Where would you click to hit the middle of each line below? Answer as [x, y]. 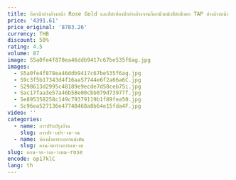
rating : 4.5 [25, 47]
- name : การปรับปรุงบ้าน [42, 126]
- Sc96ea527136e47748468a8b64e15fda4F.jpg [77, 106]
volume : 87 [23, 54]
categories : [25, 119]
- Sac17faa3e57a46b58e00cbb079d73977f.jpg [77, 93]
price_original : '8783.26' [47, 27]
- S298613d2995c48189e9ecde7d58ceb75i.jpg [77, 86]
